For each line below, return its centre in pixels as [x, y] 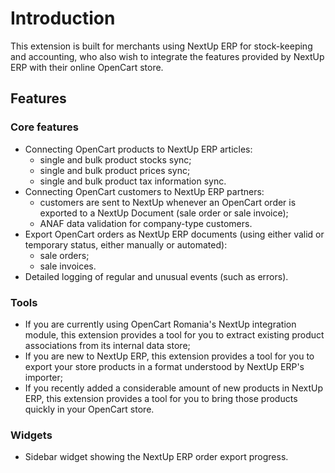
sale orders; [64, 255]
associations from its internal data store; [107, 345]
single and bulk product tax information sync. [133, 181]
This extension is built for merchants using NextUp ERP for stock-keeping [161, 46]
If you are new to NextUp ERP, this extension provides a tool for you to [169, 356]
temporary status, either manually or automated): [126, 244]
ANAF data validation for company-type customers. [146, 223]
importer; [44, 377]
